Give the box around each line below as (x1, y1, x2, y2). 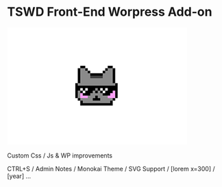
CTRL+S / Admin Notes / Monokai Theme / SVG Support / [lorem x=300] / (7, 164, 215, 173)
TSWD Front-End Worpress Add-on (7, 4, 212, 20)
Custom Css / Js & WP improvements (7, 151, 113, 160)
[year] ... (7, 172, 32, 180)
